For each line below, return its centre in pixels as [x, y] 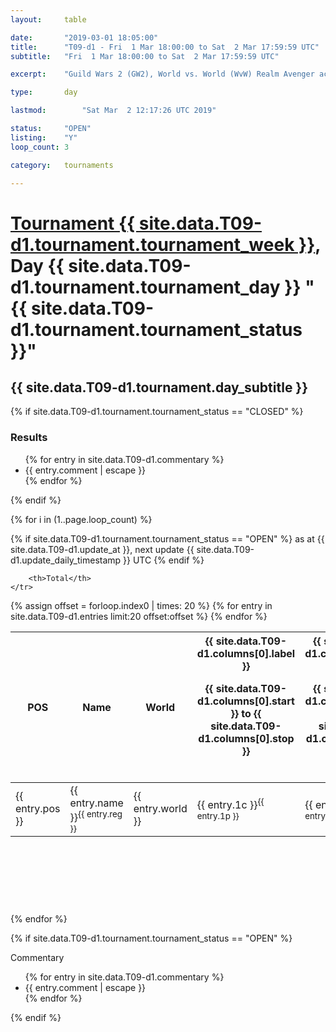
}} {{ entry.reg [96, 816]
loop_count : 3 [40, 147]
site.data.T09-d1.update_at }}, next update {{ [102, 549]
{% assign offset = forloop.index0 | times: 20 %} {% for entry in [141, 605]
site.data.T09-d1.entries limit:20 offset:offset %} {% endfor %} [139, 616]
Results [29, 438]
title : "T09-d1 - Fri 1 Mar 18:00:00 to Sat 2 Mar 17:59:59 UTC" [165, 47]
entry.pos [38, 809]
